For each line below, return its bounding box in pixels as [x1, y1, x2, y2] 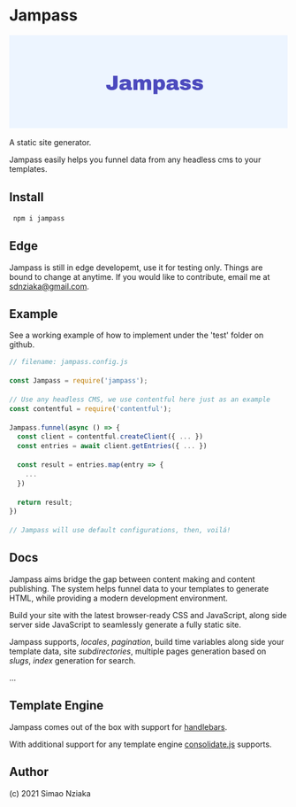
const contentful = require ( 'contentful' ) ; [9, 404, 172, 413]
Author [9, 764, 49, 780]
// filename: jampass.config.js [9, 358, 128, 367]
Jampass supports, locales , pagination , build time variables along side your [9, 636, 285, 647]
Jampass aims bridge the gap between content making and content [9, 573, 255, 585]
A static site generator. [9, 137, 92, 148]
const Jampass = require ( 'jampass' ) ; [9, 376, 148, 385]
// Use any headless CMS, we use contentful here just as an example [9, 395, 271, 404]
